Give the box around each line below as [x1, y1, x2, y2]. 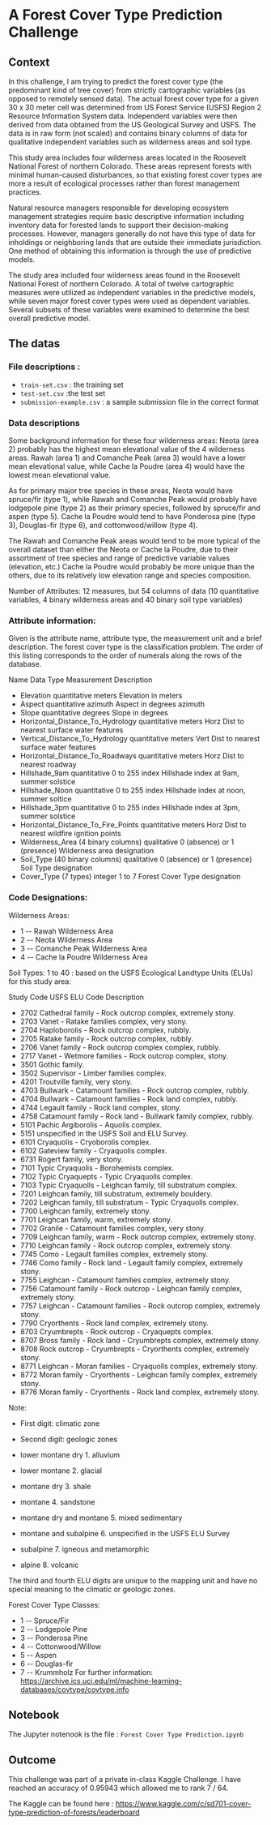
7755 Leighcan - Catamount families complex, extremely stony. [19, 1275, 231, 1285]
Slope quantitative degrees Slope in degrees [19, 708, 168, 718]
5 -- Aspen [19, 1650, 57, 1660]
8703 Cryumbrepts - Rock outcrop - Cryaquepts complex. [19, 1326, 214, 1336]
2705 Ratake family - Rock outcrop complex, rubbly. [19, 1033, 194, 1043]
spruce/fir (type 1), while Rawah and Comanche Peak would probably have [8, 494, 257, 504]
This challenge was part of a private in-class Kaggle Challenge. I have [8, 1775, 241, 1784]
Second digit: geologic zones [19, 1434, 118, 1444]
